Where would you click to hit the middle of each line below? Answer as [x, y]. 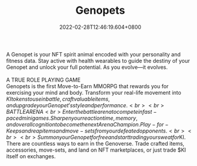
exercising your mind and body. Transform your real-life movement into [94, 92]
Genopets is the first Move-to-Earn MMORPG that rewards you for [87, 86]
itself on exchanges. [31, 156]
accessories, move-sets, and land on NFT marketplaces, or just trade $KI [96, 150]
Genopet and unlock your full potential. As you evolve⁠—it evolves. [87, 67]
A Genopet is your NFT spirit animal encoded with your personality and [93, 54]
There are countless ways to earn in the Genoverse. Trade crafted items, [96, 143]
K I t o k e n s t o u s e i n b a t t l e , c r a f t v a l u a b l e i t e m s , [58, 99]
